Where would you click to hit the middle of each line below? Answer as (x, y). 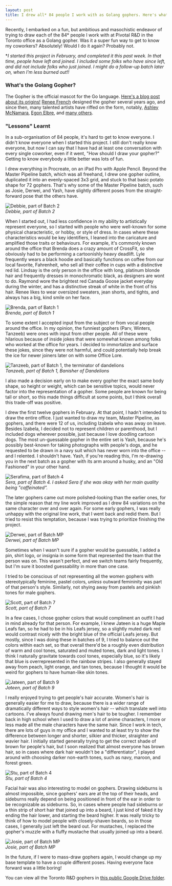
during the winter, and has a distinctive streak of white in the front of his (81, 287)
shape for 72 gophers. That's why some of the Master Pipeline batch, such (84, 185)
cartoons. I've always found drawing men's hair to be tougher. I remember (83, 714)
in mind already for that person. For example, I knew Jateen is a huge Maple (85, 623)
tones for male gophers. (31, 593)
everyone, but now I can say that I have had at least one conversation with (84, 148)
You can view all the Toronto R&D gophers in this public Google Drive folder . (85, 878)
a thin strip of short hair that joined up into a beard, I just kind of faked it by (84, 810)
